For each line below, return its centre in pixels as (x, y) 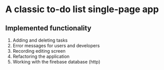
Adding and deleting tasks (40, 40)
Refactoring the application (41, 56)
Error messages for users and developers (56, 46)
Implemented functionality (48, 28)
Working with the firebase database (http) (57, 62)
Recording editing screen (39, 51)
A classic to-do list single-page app (82, 9)
